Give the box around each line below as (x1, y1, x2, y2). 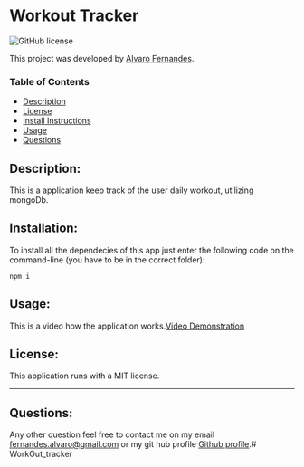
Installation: (9, 221, 79, 236)
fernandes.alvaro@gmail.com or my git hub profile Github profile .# (9, 439, 257, 450)
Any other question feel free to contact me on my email (9, 429, 215, 440)
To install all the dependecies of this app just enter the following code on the (9, 244, 294, 255)
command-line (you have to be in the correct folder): (9, 254, 205, 265)
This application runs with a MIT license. (9, 370, 160, 381)
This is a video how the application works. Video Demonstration (9, 320, 245, 331)
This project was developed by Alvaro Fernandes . (9, 52, 195, 63)
